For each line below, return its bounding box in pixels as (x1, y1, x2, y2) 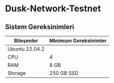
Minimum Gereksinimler (49, 38, 107, 44)
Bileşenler (14, 38, 38, 44)
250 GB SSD (49, 70, 79, 77)
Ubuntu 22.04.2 (7, 45, 45, 52)
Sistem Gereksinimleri (5, 23, 75, 31)
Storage (7, 70, 26, 77)
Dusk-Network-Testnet (5, 3, 101, 14)
